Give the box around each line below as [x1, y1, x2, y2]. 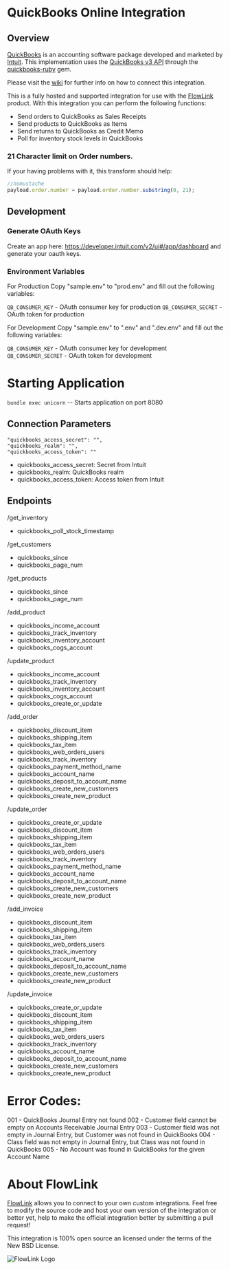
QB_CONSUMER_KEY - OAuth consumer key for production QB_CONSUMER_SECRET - [7, 303, 222, 311]
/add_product [7, 607, 46, 616]
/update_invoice [7, 989, 53, 998]
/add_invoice [7, 905, 43, 913]
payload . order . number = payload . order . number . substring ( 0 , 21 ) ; [7, 187, 195, 194]
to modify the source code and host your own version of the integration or [7, 1206, 217, 1215]
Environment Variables [7, 266, 85, 276]
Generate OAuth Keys [7, 226, 81, 236]
